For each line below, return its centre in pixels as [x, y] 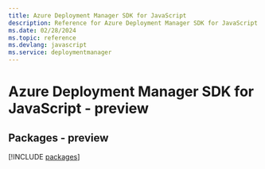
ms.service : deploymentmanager [60, 52]
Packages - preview [58, 138]
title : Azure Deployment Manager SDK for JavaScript [97, 15]
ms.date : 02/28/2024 [43, 30]
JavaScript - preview [79, 109]
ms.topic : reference [43, 38]
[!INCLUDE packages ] [44, 157]
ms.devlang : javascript [48, 45]
